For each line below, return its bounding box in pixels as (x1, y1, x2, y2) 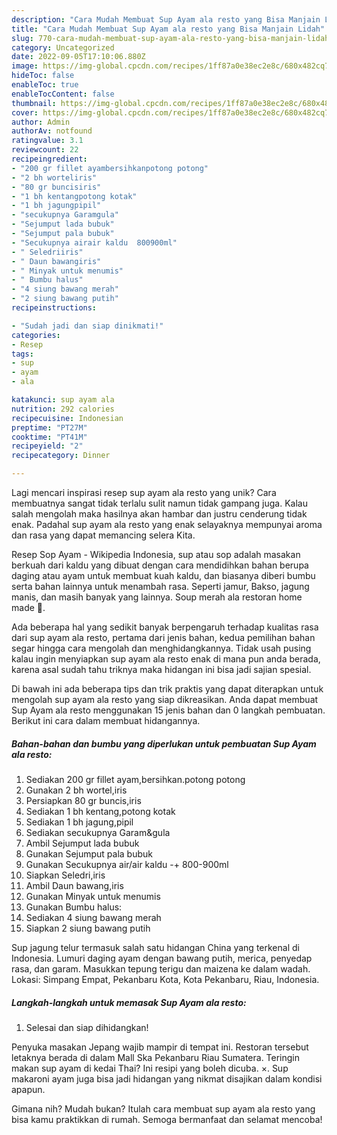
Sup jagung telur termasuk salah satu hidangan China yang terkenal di (11, 941, 300, 953)
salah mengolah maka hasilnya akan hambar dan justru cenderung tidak (11, 508, 308, 520)
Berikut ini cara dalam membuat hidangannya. (11, 715, 201, 726)
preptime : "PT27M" (11, 422, 88, 433)
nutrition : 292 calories (11, 404, 115, 414)
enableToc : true (11, 80, 79, 90)
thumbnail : (11, 98, 57, 108)
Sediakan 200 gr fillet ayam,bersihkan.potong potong (25, 773, 246, 785)
